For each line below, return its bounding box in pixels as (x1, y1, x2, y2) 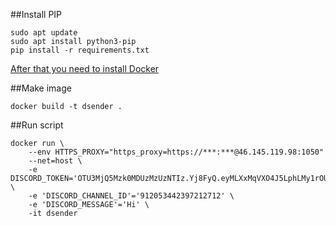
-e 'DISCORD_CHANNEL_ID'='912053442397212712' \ (28, 191, 235, 201)
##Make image (10, 82, 72, 94)
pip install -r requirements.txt (10, 45, 150, 55)
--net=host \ (28, 156, 83, 166)
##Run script (10, 119, 64, 131)
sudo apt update (10, 28, 78, 38)
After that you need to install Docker (10, 63, 160, 74)
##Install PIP (10, 9, 63, 20)
